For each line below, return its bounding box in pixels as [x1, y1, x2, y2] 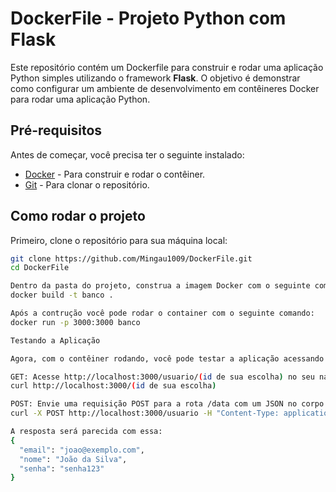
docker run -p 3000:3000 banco [10, 317, 141, 327]
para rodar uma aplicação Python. [10, 93, 151, 105]
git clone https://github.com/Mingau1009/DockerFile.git [10, 253, 253, 264]
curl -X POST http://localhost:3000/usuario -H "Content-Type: [10, 408, 280, 419]
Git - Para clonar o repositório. [24, 178, 150, 191]
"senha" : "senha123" [19, 463, 105, 474]
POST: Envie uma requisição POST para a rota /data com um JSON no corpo [10, 399, 325, 409]
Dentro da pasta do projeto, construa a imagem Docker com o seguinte [10, 281, 311, 291]
